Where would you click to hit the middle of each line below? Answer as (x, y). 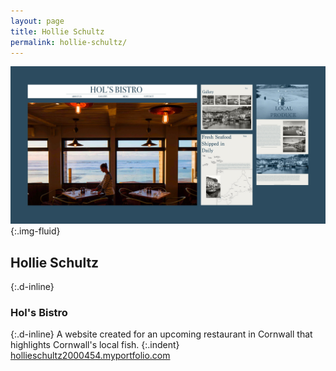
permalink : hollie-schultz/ (69, 42)
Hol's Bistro (39, 313)
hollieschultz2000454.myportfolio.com (90, 356)
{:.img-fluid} (35, 231)
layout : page (37, 21)
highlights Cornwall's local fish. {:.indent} (95, 345)
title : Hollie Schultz (57, 31)
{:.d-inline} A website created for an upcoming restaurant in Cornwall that (161, 334)
